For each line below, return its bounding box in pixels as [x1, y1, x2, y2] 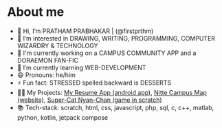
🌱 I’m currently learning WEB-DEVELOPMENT [16, 63, 146, 72]
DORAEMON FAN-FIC [16, 56, 79, 64]
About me [7, 4, 65, 20]
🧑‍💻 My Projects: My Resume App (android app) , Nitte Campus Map [16, 88, 208, 96]
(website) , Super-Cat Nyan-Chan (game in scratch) [16, 96, 163, 104]
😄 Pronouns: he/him [16, 70, 76, 79]
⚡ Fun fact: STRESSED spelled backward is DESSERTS [16, 78, 172, 87]
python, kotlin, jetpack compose [16, 113, 109, 121]
